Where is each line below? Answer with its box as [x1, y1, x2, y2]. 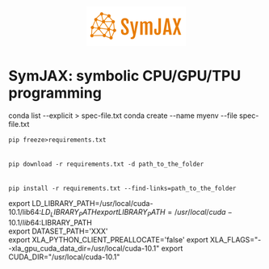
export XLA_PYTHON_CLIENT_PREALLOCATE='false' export [8, 234, 208, 244]
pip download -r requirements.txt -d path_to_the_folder [8, 160, 204, 168]
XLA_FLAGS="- [209, 234, 262, 244]
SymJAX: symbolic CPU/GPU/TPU [8, 67, 242, 86]
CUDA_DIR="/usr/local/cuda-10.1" [8, 252, 120, 262]
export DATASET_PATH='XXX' [8, 226, 108, 236]
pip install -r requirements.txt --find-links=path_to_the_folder [8, 184, 237, 192]
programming [8, 84, 103, 103]
